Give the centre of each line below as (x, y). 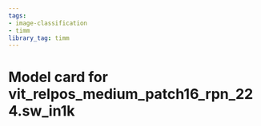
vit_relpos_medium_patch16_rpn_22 (131, 94)
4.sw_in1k (42, 111)
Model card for (58, 77)
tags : (17, 16)
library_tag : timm (39, 38)
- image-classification (48, 23)
